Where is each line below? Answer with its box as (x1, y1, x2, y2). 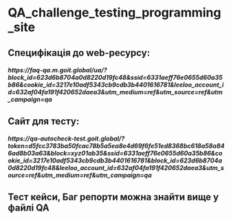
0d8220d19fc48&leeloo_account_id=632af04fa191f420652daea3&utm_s (8, 164, 224, 172)
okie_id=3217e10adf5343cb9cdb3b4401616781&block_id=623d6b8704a (8, 156, 223, 165)
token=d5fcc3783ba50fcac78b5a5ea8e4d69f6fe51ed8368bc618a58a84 (8, 142, 225, 150)
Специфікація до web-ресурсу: (8, 47, 151, 59)
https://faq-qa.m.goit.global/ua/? (8, 66, 107, 74)
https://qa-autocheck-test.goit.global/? (8, 134, 125, 143)
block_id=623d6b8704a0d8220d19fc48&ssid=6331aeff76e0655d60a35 (8, 74, 223, 82)
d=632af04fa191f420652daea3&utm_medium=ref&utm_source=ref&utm (8, 88, 223, 96)
